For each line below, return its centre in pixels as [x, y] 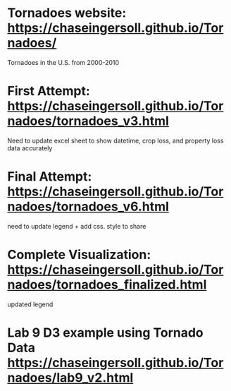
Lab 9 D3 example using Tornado [106, 332]
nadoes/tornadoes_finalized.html [107, 284]
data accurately [30, 148]
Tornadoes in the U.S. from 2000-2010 [63, 62]
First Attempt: [49, 91]
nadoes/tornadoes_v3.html [88, 121]
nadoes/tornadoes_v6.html [88, 207]
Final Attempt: [50, 177]
